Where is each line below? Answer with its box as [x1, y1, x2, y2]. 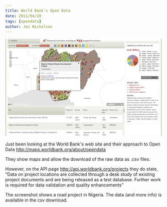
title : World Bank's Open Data [5, 8, 71, 13]
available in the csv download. [5, 197, 68, 203]
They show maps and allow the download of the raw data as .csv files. [5, 156, 150, 162]
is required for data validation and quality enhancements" [5, 182, 124, 188]
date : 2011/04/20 [5, 13, 42, 19]
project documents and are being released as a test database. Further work [5, 177, 161, 183]
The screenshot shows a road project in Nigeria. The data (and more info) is [5, 192, 162, 198]
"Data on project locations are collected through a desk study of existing [5, 171, 155, 177]
